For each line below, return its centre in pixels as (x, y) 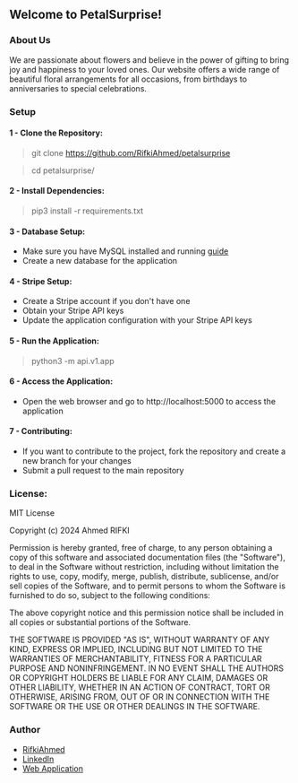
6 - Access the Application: (61, 381)
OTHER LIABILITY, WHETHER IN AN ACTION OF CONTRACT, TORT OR (140, 687)
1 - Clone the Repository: (56, 133)
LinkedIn (38, 759)
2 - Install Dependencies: (57, 191)
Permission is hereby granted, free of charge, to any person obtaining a (141, 548)
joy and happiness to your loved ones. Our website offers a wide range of (145, 69)
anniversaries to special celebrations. (78, 88)
